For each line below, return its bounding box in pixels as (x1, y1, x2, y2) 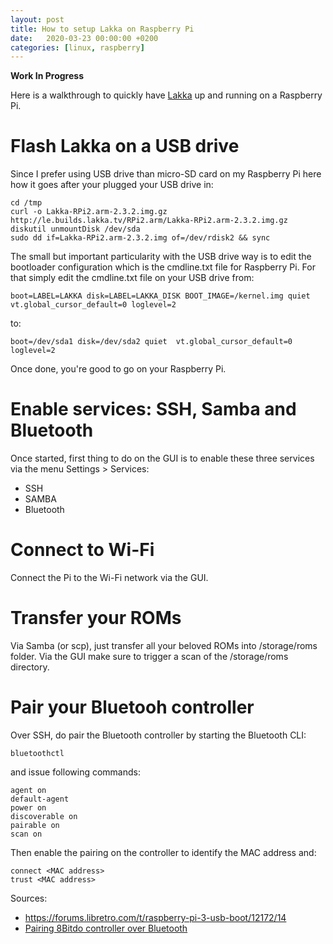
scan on (10, 829, 43, 839)
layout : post (10, 14, 65, 25)
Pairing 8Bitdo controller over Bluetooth (24, 922, 188, 934)
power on (10, 802, 47, 813)
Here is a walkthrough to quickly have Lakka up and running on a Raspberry (10, 89, 323, 101)
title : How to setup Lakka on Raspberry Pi (10, 24, 195, 34)
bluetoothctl (10, 748, 65, 758)
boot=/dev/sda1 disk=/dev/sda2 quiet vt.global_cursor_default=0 (10, 337, 293, 347)
